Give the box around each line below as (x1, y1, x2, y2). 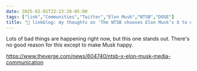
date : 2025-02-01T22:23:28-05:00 (6, 8, 88, 15)
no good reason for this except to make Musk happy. (6, 41, 134, 48)
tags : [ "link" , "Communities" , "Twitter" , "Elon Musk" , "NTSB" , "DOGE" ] (6, 14, 175, 20)
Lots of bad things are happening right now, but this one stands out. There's (6, 35, 190, 42)
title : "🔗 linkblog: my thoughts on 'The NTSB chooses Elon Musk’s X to (6, 19, 188, 25)
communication (6, 59, 44, 66)
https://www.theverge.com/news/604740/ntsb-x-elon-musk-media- (6, 53, 171, 60)
